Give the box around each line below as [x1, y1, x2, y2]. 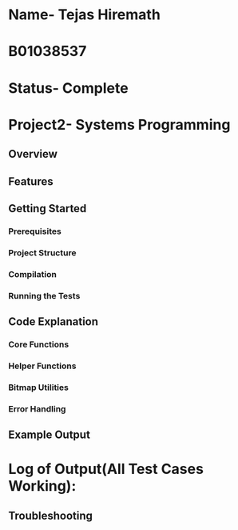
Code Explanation [8, 315, 98, 328]
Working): [8, 477, 77, 496]
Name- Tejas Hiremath [8, 6, 161, 24]
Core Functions [8, 339, 69, 350]
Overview [8, 147, 58, 161]
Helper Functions [8, 360, 77, 371]
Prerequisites [8, 226, 61, 237]
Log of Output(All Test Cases [8, 460, 204, 478]
